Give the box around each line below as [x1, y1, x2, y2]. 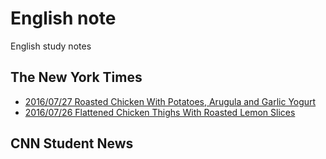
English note [10, 7, 117, 30]
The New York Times [10, 69, 143, 86]
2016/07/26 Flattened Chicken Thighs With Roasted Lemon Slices [24, 106, 296, 118]
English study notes [10, 40, 92, 52]
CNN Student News [10, 135, 134, 152]
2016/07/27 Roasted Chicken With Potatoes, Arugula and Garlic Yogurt [24, 95, 317, 107]
